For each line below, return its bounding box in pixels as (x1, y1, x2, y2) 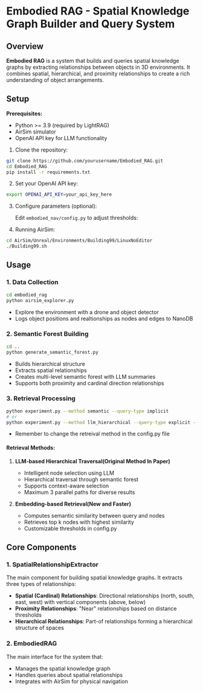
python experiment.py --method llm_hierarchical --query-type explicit (6, 419, 190, 425)
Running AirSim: (14, 226, 56, 233)
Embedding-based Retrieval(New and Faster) (14, 500, 132, 507)
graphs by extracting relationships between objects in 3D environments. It (6, 63, 190, 71)
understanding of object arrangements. (6, 77, 105, 83)
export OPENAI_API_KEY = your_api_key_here (6, 191, 112, 198)
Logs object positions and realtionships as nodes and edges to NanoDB (14, 315, 193, 322)
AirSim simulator (14, 128, 56, 135)
